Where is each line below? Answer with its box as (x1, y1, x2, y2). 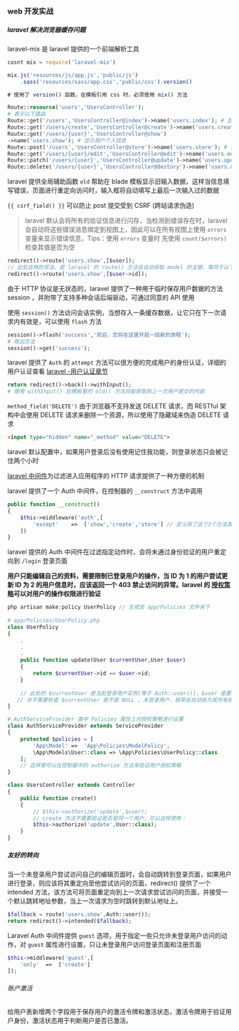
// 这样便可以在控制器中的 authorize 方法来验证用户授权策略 (20, 762, 181, 769)
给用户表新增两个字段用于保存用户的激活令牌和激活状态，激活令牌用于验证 (7, 1007, 225, 1015)
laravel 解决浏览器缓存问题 (7, 25, 87, 33)
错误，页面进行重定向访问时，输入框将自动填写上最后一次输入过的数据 (13, 186, 219, 195)
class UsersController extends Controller (7, 781, 135, 789)
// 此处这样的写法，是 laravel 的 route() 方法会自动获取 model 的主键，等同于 (7, 264, 224, 271)
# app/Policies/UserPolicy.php (7, 617, 100, 624)
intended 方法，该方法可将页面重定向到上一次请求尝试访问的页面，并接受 (7, 887, 222, 896)
